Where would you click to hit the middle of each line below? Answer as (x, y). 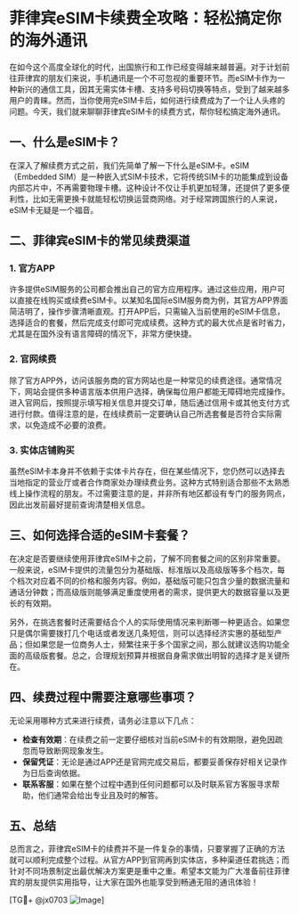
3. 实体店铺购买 (42, 450)
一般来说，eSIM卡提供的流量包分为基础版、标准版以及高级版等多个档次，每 (147, 569)
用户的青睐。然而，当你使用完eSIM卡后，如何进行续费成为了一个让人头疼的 (147, 100)
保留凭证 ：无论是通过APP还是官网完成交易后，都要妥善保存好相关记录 (151, 762)
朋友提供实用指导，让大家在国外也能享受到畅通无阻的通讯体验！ (141, 882)
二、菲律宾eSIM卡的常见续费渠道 (100, 241)
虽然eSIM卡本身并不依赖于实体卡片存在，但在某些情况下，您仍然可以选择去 (147, 471)
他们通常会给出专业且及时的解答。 (100, 795)
